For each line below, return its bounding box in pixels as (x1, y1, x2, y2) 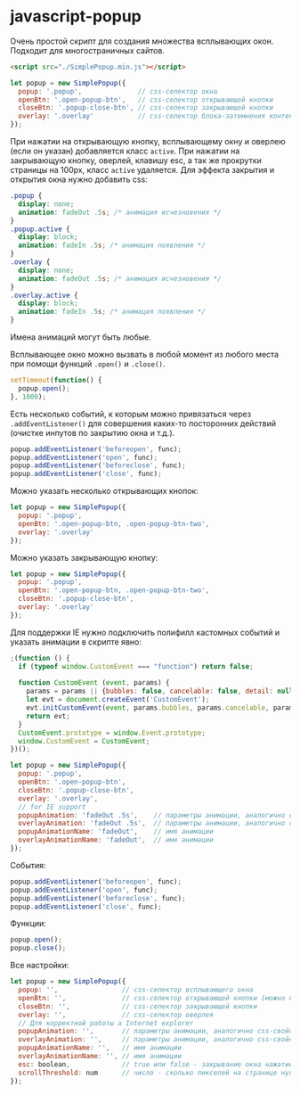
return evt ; (26, 712, 70, 720)
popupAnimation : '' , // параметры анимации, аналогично (18, 1027, 254, 1036)
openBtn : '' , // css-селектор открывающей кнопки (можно (18, 993, 286, 1002)
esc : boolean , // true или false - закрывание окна (18, 1059, 262, 1069)
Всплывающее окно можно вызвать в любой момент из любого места (10, 350, 280, 360)
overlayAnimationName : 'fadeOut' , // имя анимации (18, 835, 215, 844)
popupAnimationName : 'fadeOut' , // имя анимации (18, 827, 215, 836)
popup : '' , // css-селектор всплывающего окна (18, 985, 254, 995)
